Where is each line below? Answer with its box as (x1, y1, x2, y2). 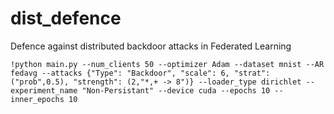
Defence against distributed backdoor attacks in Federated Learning (10, 40, 292, 52)
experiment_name (10, 85, 78, 96)
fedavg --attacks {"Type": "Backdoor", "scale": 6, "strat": (10, 68, 271, 78)
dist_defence (10, 7, 122, 30)
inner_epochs (10, 94, 65, 104)
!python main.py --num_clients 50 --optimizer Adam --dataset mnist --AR (10, 59, 325, 69)
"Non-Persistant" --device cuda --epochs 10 (81, 85, 271, 96)
